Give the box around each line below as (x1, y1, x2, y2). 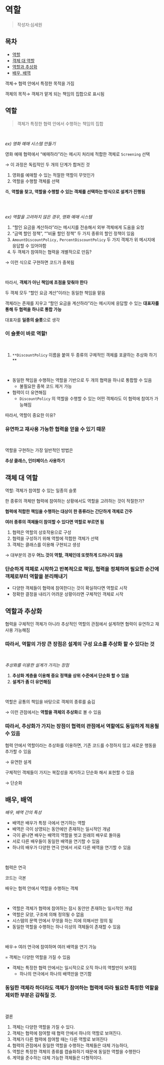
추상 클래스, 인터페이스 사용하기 (5, 458, 65, 464)
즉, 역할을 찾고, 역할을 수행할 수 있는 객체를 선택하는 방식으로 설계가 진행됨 (5, 188, 145, 194)
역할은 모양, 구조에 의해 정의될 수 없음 (12, 912, 84, 917)
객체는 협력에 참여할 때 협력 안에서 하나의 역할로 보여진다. (12, 1030, 122, 1036)
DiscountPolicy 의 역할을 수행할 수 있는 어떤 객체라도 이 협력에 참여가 (19, 396, 153, 401)
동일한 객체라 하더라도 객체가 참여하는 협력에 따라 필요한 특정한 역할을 (5, 984, 159, 991)
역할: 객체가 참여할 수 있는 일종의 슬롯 (5, 487, 77, 493)
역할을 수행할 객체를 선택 (12, 178, 60, 184)
